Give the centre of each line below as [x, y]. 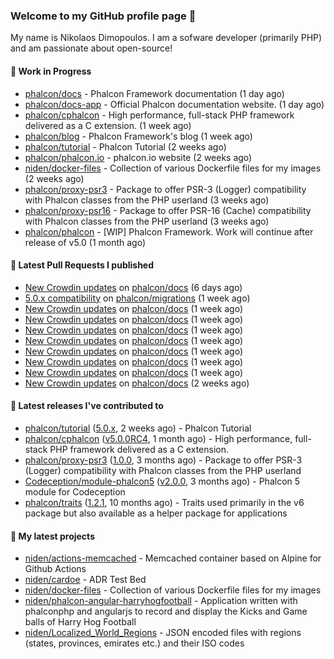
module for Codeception [75, 491]
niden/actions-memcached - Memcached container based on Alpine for [173, 558]
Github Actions [55, 569]
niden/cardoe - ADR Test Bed [85, 580]
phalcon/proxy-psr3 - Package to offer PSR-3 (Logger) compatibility [165, 189]
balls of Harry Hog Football [80, 622]
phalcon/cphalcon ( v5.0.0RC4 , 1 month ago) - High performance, [158, 438]
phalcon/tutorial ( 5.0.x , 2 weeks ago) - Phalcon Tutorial [138, 428]
